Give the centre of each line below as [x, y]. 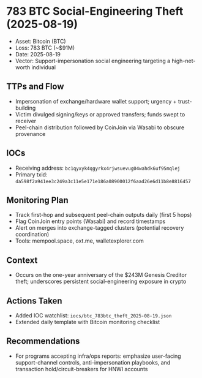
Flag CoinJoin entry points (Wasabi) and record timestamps [90, 221]
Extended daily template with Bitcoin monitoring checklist [88, 322]
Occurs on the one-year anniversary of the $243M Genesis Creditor [101, 275]
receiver [26, 121]
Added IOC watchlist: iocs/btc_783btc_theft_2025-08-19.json [93, 316]
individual [44, 67]
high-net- [183, 61]
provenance [30, 134]
